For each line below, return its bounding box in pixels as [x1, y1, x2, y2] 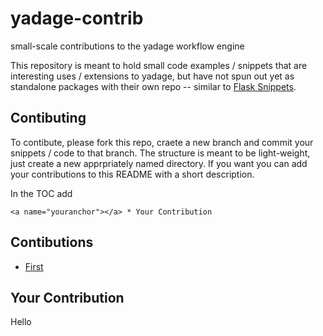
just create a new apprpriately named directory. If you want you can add [10, 157, 308, 169]
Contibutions [10, 234, 94, 251]
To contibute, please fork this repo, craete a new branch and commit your [10, 136, 314, 148]
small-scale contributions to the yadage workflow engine [10, 40, 245, 52]
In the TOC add [10, 187, 73, 199]
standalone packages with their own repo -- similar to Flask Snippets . [10, 80, 297, 92]
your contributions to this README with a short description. [10, 168, 255, 180]
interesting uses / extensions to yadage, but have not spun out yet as [10, 70, 295, 82]
